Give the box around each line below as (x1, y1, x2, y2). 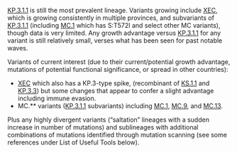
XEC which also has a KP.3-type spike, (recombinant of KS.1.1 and (17, 79, 210, 88)
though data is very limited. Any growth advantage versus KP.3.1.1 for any (7, 28, 221, 37)
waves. (7, 44, 28, 52)
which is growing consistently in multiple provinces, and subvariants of (7, 14, 215, 22)
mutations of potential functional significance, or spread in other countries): (7, 65, 228, 73)
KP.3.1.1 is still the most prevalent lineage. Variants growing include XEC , (7, 6, 218, 14)
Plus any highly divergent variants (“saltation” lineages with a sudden (7, 115, 209, 124)
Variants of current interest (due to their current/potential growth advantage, (7, 58, 231, 66)
